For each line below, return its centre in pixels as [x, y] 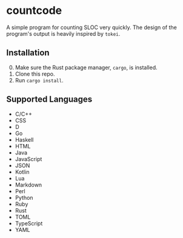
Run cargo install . [39, 80]
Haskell [24, 139]
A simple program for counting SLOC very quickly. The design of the [91, 27]
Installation [28, 53]
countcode [34, 11]
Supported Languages [49, 100]
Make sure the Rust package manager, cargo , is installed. [86, 67]
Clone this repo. [35, 74]
